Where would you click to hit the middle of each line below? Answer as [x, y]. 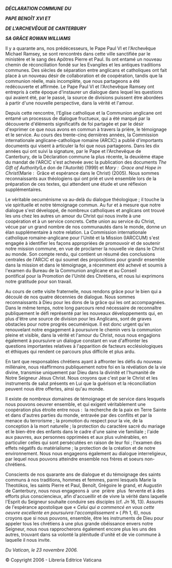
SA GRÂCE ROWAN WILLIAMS [38, 38]
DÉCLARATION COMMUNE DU [38, 8]
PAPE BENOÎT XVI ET [28, 18]
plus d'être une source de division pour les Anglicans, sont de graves [79, 319]
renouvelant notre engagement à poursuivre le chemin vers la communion [83, 330]
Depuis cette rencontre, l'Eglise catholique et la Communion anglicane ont [84, 113]
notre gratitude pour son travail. [39, 281]
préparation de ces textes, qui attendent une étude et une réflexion [76, 184]
